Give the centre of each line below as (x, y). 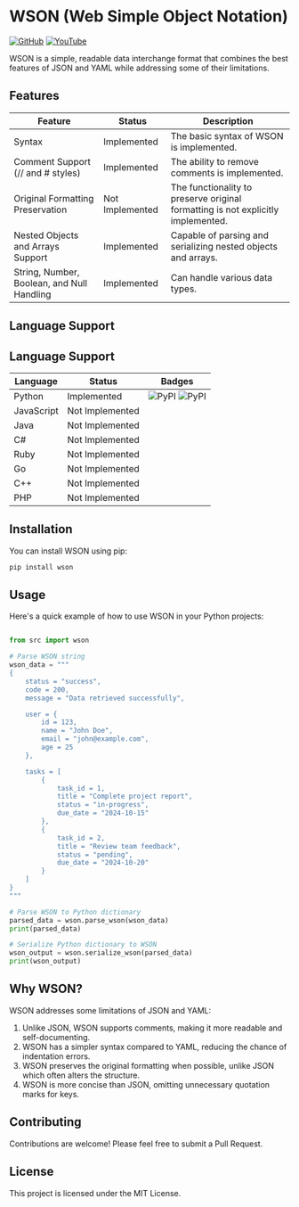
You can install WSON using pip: (68, 551)
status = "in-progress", (103, 805)
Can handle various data (222, 277)
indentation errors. (56, 1056)
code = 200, (47, 690)
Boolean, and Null (50, 283)
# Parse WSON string (48, 657)
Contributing (45, 1122)
